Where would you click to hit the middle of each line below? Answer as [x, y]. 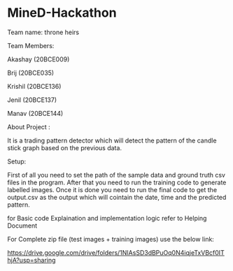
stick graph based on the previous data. [65, 147]
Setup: [17, 161]
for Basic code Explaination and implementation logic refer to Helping [107, 218]
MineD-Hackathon [62, 13]
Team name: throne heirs [43, 32]
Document [22, 226]
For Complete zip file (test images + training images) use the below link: [111, 239]
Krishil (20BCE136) [34, 86]
